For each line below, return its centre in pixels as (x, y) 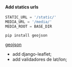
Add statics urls (22, 7)
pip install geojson (27, 35)
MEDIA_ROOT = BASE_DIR (29, 26)
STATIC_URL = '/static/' (31, 17)
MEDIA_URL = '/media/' (29, 22)
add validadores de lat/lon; (39, 59)
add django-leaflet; (32, 54)
